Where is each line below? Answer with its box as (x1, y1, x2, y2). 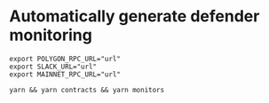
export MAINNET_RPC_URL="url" (9, 69, 122, 79)
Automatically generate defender (9, 6, 260, 27)
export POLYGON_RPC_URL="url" (9, 54, 122, 63)
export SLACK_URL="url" (9, 62, 98, 71)
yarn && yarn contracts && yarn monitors (9, 85, 165, 94)
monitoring (9, 25, 93, 45)
